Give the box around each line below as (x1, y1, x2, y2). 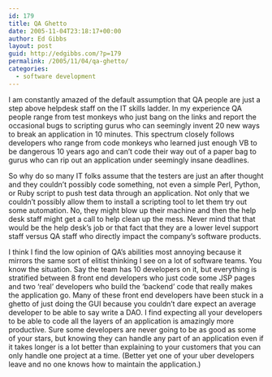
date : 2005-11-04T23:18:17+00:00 (8, 27, 122, 35)
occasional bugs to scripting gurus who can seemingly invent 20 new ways (8, 120, 260, 130)
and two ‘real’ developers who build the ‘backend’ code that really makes (8, 281, 253, 291)
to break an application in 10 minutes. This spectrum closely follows (8, 129, 235, 139)
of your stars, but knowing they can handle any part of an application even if (8, 333, 264, 343)
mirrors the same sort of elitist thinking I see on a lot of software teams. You (8, 255, 262, 265)
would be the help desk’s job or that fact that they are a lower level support (8, 223, 259, 232)
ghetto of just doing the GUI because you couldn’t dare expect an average (8, 298, 257, 309)
